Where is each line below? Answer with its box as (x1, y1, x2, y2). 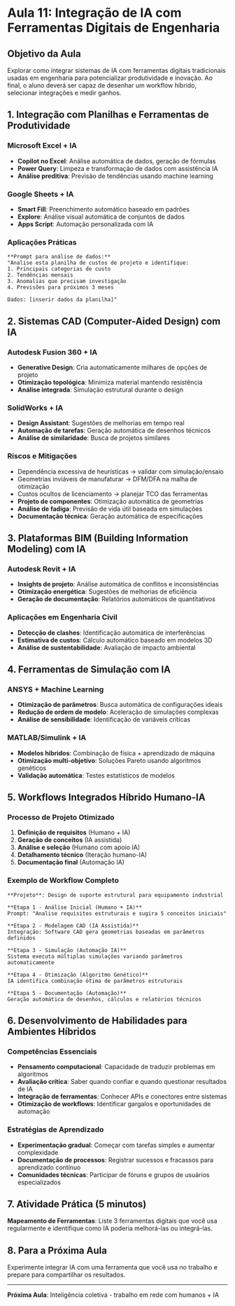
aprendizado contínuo (17, 1163, 81, 1171)
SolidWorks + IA (7, 403, 64, 413)
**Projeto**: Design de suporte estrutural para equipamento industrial (7, 891, 224, 898)
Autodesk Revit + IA (7, 564, 76, 574)
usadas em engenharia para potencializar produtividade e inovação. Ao (7, 74, 213, 82)
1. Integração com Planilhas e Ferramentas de (7, 109, 210, 121)
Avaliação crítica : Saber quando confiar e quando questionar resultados (17, 1078, 227, 1086)
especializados (17, 1178, 62, 1186)
